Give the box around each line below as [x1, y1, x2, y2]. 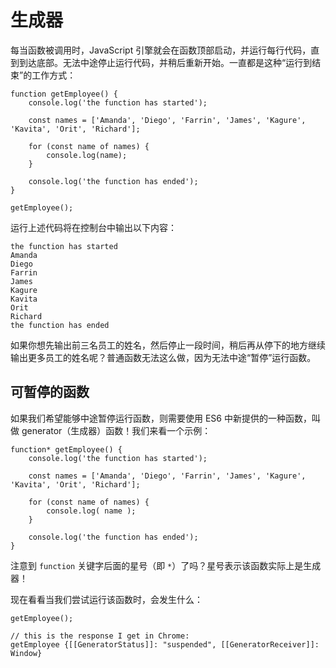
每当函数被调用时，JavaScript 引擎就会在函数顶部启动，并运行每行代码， [10, 44, 312, 56]
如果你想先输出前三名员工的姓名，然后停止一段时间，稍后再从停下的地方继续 [10, 339, 326, 351]
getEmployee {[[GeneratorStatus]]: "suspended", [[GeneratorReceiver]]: [10, 639, 320, 650]
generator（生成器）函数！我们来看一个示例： [21, 424, 212, 436]
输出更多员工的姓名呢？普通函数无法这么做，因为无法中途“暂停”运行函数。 [10, 351, 317, 363]
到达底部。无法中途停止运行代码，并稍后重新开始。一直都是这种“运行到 [18, 56, 313, 68]
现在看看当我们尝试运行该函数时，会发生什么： [10, 593, 203, 605]
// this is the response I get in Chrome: [10, 631, 190, 641]
